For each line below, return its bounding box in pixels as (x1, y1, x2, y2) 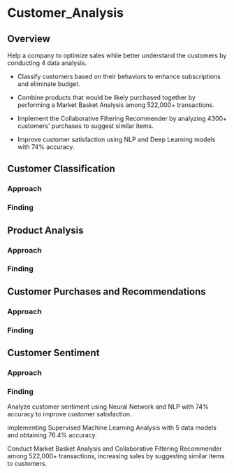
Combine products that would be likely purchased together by (17, 93, 196, 101)
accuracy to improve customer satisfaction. (7, 410, 132, 418)
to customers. (7, 460, 47, 468)
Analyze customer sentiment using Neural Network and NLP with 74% (7, 402, 209, 411)
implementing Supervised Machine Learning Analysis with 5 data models (7, 423, 217, 432)
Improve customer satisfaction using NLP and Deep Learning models (17, 135, 216, 143)
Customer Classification (7, 163, 115, 175)
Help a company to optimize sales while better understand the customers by (7, 51, 227, 59)
